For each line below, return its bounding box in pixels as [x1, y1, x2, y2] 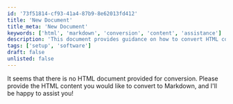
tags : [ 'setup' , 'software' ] [7, 42, 92, 49]
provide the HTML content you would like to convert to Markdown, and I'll [7, 81, 217, 90]
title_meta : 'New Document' [7, 23, 89, 30]
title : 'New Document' [7, 17, 73, 24]
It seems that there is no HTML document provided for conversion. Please [7, 74, 218, 83]
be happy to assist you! [7, 89, 74, 97]
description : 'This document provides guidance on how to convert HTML [7, 36, 218, 43]
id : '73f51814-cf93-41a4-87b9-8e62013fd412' [7, 10, 138, 17]
